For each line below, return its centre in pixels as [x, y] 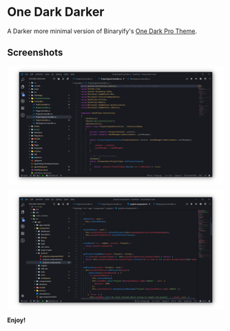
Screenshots [35, 53]
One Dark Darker [56, 12]
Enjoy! [17, 320]
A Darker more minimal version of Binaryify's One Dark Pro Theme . [102, 31]
